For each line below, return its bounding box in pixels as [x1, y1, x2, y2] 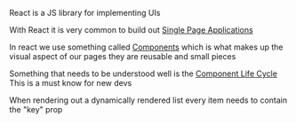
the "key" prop [9, 104, 63, 114]
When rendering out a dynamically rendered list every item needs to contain [9, 95, 288, 105]
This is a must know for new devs [9, 78, 132, 88]
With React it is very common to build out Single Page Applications [9, 25, 253, 35]
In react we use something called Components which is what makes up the [9, 42, 284, 52]
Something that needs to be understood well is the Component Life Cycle [9, 68, 278, 79]
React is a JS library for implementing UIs [9, 8, 161, 18]
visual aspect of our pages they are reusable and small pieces [9, 51, 236, 61]
